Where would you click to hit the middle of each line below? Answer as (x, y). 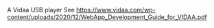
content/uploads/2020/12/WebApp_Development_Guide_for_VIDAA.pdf (107, 17)
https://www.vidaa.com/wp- (116, 10)
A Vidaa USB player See (41, 10)
